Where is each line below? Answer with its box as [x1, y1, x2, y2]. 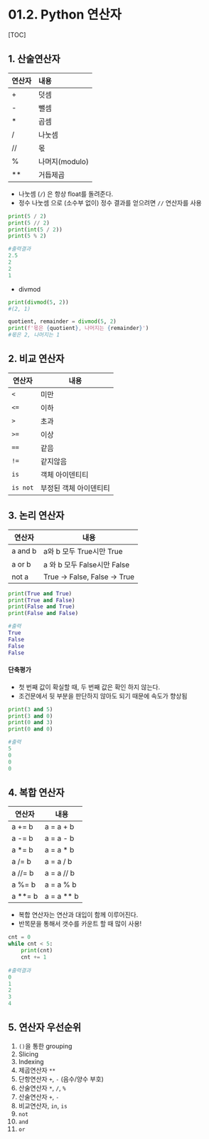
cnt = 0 [8, 934, 31, 941]
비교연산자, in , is [18, 1101, 68, 1110]
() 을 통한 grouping [18, 1041, 73, 1050]
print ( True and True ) [8, 589, 73, 597]
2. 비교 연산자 [8, 353, 65, 365]
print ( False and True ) [8, 603, 75, 610]
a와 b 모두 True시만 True [43, 546, 123, 556]
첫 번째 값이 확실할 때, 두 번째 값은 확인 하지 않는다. [18, 682, 161, 691]
